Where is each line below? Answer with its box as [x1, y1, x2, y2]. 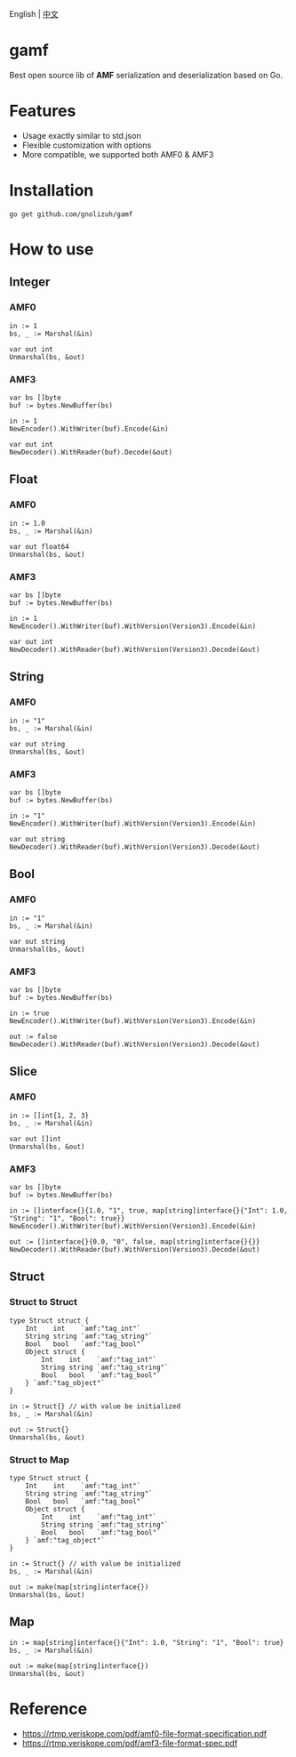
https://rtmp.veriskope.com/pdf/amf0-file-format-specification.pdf [21, 1728, 268, 1738]
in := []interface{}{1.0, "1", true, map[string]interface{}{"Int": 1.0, [9, 1205, 289, 1215]
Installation [9, 181, 94, 201]
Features [9, 101, 76, 121]
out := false [9, 1032, 58, 1041]
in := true [9, 1009, 50, 1018]
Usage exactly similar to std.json [21, 130, 141, 141]
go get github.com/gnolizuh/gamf [9, 209, 133, 219]
